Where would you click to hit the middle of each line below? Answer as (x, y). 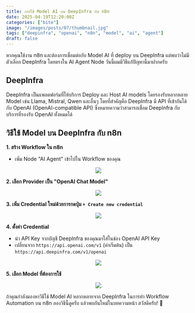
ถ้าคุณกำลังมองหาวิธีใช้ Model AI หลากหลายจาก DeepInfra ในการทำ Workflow (88, 296)
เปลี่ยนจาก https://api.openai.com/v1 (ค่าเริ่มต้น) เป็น (73, 245)
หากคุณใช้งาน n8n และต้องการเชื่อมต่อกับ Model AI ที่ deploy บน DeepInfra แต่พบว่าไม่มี (97, 55)
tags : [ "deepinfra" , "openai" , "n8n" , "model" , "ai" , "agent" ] (85, 33)
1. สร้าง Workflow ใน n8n (35, 147)
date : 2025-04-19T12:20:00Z (40, 17)
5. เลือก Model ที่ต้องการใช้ (34, 274)
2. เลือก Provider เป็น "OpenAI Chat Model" (57, 181)
